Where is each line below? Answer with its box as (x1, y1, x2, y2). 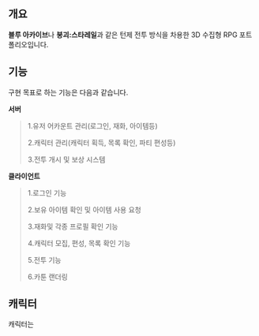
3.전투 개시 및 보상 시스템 (27, 155, 106, 164)
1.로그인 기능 (27, 188, 67, 197)
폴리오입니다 (8, 39, 47, 49)
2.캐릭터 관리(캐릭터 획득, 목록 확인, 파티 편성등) (27, 137, 176, 147)
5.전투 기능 (27, 255, 62, 264)
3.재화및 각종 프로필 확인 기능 (27, 222, 118, 231)
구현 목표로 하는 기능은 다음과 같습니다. (8, 88, 129, 97)
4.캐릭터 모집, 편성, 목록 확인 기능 (27, 238, 131, 248)
